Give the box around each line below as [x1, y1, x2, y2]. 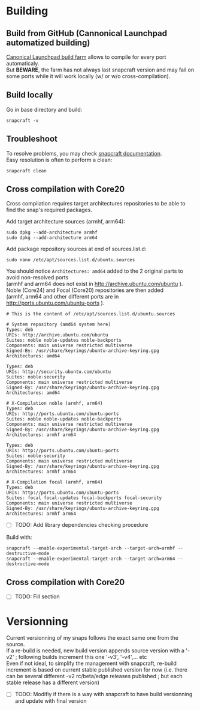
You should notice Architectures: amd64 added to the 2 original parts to [6, 267, 184, 275]
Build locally [6, 90, 53, 100]
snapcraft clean [6, 168, 47, 174]
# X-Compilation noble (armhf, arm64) [6, 401, 103, 407]
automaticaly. [6, 60, 40, 67]
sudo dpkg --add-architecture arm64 [6, 235, 98, 241]
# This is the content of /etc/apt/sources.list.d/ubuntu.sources [6, 311, 175, 317]
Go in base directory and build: [6, 106, 83, 113]
